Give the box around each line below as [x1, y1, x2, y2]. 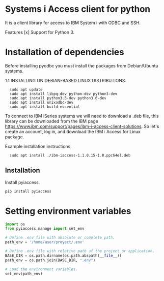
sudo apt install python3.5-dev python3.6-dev [9, 95, 107, 100]
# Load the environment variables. [5, 267, 78, 272]
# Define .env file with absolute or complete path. [5, 235, 115, 240]
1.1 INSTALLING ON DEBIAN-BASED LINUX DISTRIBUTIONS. [5, 77, 127, 83]
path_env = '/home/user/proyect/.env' [5, 240, 84, 245]
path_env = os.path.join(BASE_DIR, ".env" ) [5, 257, 96, 263]
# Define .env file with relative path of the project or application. [5, 249, 155, 253]
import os [5, 221, 26, 227]
